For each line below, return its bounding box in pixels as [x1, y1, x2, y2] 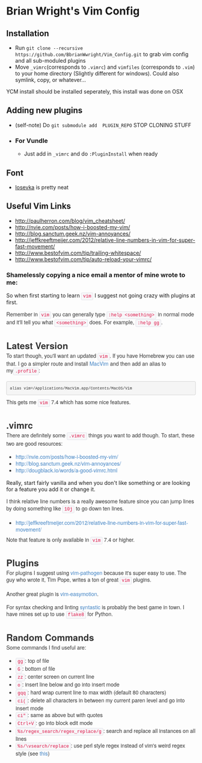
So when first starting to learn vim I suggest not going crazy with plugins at [6, 292, 195, 300]
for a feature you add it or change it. [6, 486, 96, 493]
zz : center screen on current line [17, 672, 95, 680]
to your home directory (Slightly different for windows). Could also [14, 70, 179, 77]
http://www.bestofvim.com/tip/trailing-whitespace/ [14, 249, 141, 256]
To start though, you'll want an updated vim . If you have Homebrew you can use [6, 351, 195, 359]
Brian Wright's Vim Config [6, 4, 140, 18]
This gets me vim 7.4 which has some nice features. [6, 398, 131, 407]
